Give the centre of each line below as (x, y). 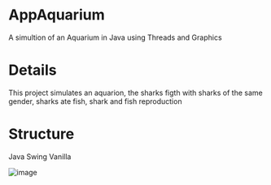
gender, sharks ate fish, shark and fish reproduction (95, 101)
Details (33, 70)
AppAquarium (57, 15)
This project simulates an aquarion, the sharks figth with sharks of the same (135, 92)
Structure (42, 134)
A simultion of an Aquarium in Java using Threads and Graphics (115, 37)
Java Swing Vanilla (40, 157)
